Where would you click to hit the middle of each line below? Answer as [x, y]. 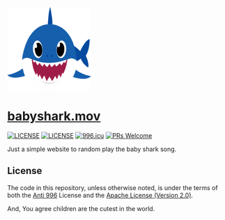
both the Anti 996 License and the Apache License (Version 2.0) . [100, 195]
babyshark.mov [54, 117]
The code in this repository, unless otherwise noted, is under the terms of [113, 187]
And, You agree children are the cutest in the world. [81, 208]
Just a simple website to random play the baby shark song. [92, 149]
